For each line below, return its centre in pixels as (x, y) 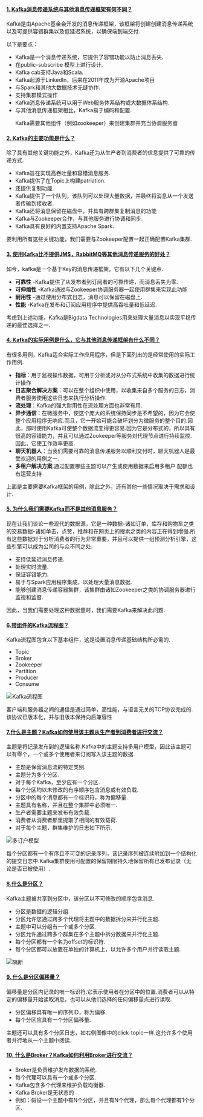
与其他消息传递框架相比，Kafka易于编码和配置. (73, 110)
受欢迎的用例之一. (37, 458)
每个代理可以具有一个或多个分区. (56, 1078)
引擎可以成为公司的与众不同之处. (52, 546)
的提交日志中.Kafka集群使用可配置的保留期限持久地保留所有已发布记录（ (96, 861)
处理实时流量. (32, 567)
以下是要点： (22, 44)
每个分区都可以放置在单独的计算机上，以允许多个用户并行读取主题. (98, 949)
